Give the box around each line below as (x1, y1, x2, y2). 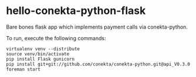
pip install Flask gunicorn (6, 56, 75, 62)
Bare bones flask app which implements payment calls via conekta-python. (6, 23, 188, 30)
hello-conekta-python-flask (6, 4, 146, 17)
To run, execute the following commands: (6, 34, 106, 41)
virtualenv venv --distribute (6, 45, 80, 52)
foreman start (6, 66, 41, 72)
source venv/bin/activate (6, 51, 69, 57)
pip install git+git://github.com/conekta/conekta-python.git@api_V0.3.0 (6, 61, 191, 67)
